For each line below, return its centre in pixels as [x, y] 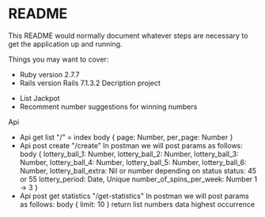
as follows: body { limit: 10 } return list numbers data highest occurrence [137, 204]
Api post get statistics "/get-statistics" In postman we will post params [134, 196]
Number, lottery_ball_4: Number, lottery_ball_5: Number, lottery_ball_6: [133, 162]
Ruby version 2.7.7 [49, 74]
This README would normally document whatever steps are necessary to [128, 36]
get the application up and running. [65, 43]
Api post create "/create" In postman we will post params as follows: [131, 145]
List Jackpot [40, 98]
